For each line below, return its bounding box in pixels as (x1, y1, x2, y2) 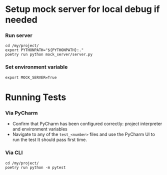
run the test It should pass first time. (12, 136, 87, 143)
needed (5, 14, 37, 25)
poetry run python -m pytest (5, 165, 66, 170)
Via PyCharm (5, 109, 38, 116)
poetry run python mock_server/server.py (5, 52, 93, 57)
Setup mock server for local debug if (5, 3, 160, 15)
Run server (5, 32, 32, 39)
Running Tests (5, 91, 66, 103)
